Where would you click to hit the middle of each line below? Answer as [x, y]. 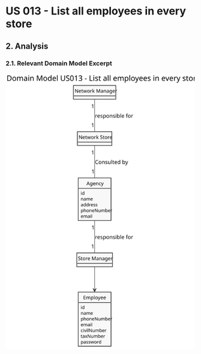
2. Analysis [27, 46]
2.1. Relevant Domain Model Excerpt [59, 63]
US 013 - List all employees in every [96, 11]
